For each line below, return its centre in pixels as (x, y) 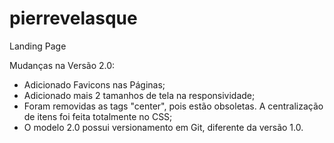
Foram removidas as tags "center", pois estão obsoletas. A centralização (173, 106)
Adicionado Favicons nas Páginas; (94, 84)
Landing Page (38, 46)
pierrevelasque (73, 18)
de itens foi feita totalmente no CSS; (98, 116)
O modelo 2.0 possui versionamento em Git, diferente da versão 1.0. (163, 127)
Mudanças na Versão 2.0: (62, 65)
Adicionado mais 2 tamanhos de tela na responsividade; (139, 95)
